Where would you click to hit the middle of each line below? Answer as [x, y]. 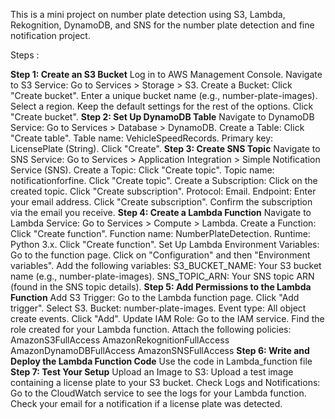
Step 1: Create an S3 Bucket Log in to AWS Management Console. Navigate [166, 74]
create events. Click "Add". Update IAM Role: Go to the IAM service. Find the [167, 318]
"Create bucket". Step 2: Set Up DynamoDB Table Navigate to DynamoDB [162, 117]
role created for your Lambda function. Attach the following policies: [151, 329]
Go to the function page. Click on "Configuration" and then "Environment [160, 255]
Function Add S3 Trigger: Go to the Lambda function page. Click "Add [155, 297]
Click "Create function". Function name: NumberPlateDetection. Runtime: [160, 233]
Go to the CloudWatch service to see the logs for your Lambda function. [158, 393]
